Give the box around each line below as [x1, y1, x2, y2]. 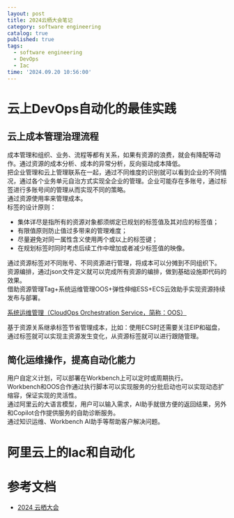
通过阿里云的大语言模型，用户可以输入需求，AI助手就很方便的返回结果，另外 [7, 400, 227, 409]
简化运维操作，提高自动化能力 [7, 353, 136, 366]
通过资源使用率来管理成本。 [7, 194, 87, 202]
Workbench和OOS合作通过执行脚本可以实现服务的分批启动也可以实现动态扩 [7, 383, 225, 391]
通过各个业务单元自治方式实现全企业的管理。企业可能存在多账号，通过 [19, 176, 221, 185]
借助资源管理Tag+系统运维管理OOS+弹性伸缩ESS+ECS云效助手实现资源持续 [7, 284, 226, 293]
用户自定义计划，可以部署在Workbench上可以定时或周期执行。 [7, 374, 187, 382]
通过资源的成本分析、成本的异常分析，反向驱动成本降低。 [19, 159, 185, 167]
